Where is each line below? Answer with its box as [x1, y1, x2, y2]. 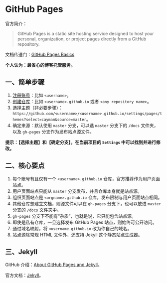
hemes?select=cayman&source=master [12, 117, 87, 122]
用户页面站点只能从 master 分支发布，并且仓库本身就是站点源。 [12, 188, 142, 194]
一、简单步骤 [5, 78, 45, 87]
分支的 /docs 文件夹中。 [12, 207, 61, 213]
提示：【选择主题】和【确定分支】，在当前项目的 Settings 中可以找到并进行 [5, 139, 156, 145]
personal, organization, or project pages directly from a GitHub [17, 36, 147, 42]
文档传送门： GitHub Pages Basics [5, 51, 75, 57]
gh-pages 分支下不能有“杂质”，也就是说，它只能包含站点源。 [12, 213, 136, 219]
